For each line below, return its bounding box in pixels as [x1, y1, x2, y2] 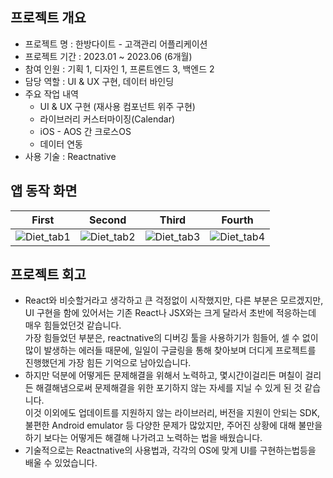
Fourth [221, 213, 254, 227]
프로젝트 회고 [10, 266, 87, 283]
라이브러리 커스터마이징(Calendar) [39, 113, 176, 125]
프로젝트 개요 [10, 9, 87, 27]
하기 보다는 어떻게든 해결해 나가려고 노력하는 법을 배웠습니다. [24, 432, 263, 444]
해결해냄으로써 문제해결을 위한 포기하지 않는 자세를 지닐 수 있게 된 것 [35, 382, 303, 394]
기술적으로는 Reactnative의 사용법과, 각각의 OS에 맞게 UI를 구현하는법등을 [24, 444, 317, 457]
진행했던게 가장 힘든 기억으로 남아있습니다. [24, 357, 192, 369]
